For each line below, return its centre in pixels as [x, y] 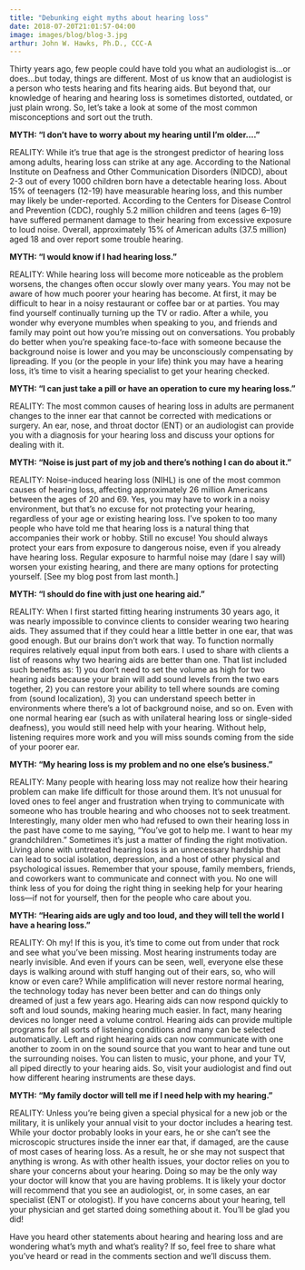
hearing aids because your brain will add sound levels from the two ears [144, 680]
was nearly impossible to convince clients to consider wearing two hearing [149, 621]
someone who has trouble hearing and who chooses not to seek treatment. [150, 811]
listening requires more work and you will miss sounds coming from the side [152, 738]
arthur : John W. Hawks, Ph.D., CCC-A [81, 43]
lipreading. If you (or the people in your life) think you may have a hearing [147, 362]
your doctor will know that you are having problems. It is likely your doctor [148, 1181]
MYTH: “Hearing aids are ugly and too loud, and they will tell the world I [147, 916]
